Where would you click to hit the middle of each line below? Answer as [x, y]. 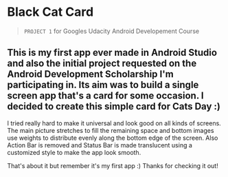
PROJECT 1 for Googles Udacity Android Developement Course [112, 31]
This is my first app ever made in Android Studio [112, 53]
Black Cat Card [50, 12]
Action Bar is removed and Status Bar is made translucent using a [100, 145]
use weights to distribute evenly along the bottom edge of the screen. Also [113, 138]
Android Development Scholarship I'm [90, 74]
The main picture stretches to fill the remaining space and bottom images [111, 130]
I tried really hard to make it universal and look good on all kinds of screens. [114, 123]
